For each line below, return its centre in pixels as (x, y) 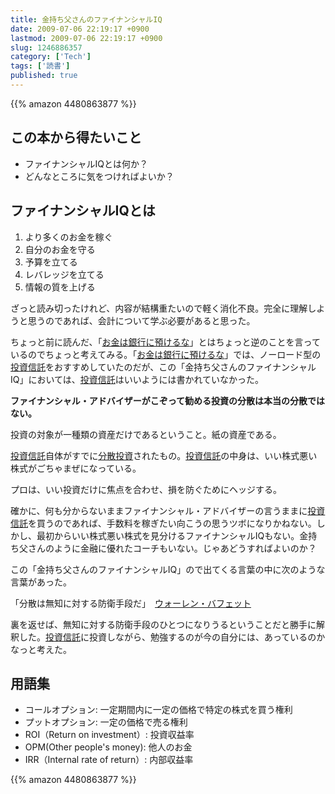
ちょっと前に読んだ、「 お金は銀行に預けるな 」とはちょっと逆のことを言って (165, 342)
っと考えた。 (45, 649)
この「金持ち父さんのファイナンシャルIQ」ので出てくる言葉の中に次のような (168, 569)
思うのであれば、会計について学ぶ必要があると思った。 (141, 320)
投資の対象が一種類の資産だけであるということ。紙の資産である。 (146, 434)
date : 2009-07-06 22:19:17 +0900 (80, 29)
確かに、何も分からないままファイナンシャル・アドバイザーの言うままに (159, 510)
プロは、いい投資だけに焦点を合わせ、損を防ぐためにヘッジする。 (146, 489)
